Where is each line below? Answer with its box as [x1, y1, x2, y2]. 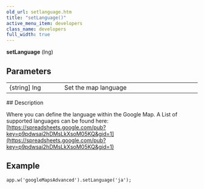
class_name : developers [6, 26, 67, 32]
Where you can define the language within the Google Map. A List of [6, 110, 178, 118]
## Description [6, 99, 44, 106]
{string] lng [9, 83, 41, 91]
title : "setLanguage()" [6, 15, 67, 21]
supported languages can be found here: [6, 117, 109, 124]
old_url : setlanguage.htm [6, 9, 72, 15]
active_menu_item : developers [6, 20, 83, 26]
